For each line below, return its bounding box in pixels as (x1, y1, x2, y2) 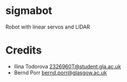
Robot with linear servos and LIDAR (5, 23, 90, 30)
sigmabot (5, 4, 52, 17)
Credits (5, 44, 42, 57)
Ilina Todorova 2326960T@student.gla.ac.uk (13, 63, 121, 70)
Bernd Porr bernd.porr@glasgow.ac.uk (13, 69, 107, 76)
